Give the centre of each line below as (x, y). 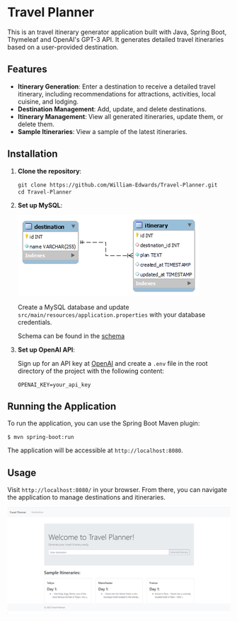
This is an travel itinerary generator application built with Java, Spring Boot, (117, 32)
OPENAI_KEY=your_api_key (54, 385)
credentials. (35, 322)
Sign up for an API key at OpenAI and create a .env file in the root (112, 363)
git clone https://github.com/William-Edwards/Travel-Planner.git (117, 185)
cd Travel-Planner (45, 192)
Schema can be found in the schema (71, 336)
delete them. (36, 124)
